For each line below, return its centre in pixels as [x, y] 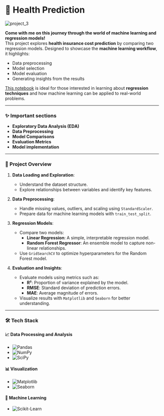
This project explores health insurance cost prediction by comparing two [79, 43]
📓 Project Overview [28, 164]
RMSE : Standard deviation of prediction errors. [74, 288]
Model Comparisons [33, 137]
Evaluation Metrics [32, 142]
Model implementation [36, 147]
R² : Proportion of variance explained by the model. [78, 282]
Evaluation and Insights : [37, 268]
